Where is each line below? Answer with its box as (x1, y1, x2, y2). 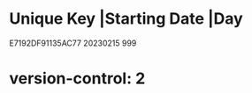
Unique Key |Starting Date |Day (9, 9, 243, 29)
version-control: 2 (9, 68, 146, 89)
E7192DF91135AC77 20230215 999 (9, 38, 137, 48)
